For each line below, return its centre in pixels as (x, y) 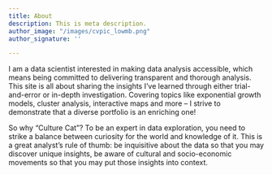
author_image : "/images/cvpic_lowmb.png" (80, 31)
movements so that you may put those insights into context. (108, 163)
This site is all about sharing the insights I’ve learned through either (121, 86)
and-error (25, 95)
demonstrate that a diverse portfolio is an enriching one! (102, 112)
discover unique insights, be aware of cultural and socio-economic (120, 154)
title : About (30, 16)
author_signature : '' (45, 39)
